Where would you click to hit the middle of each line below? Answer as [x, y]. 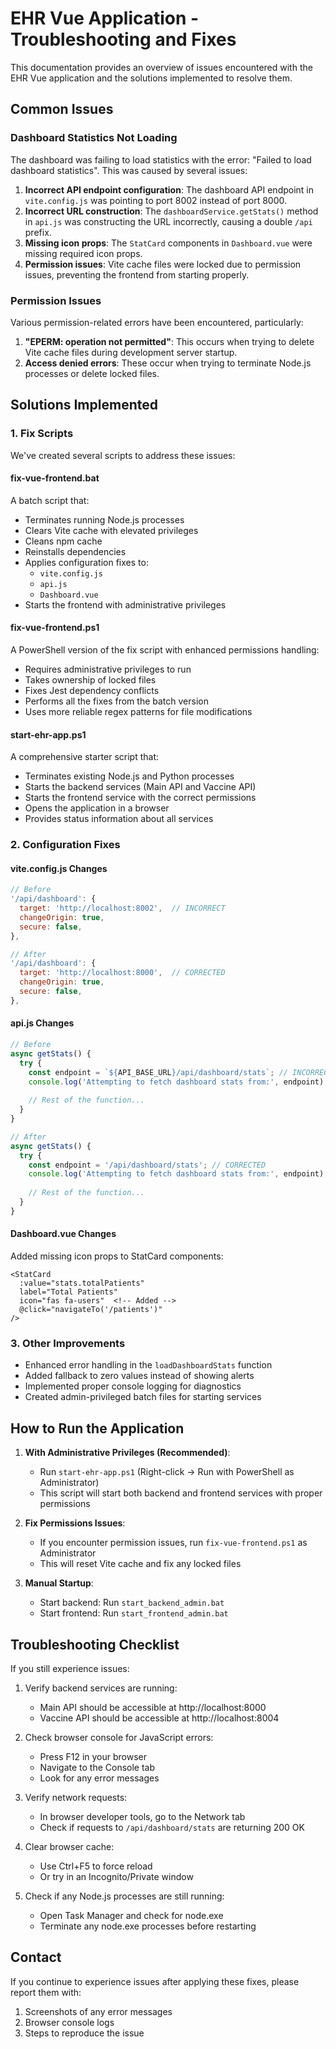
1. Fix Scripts [42, 434]
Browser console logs [69, 2022]
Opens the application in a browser [97, 808]
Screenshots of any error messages [98, 2011]
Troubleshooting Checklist [95, 1644]
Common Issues [62, 109]
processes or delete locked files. [92, 373]
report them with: [46, 1992]
